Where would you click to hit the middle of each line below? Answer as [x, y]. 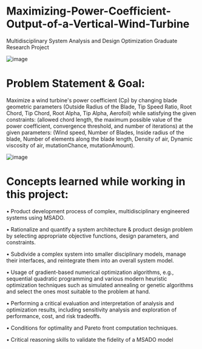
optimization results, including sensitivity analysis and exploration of [92, 310]
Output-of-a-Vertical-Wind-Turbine [98, 24]
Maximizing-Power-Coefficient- [89, 11]
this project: [37, 194]
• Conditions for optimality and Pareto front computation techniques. [92, 328]
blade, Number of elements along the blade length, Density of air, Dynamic [99, 139]
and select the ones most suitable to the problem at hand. [78, 291]
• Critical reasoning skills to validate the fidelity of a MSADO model [90, 339]
